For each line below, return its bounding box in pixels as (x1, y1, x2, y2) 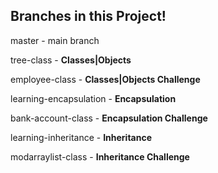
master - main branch (10, 34, 100, 46)
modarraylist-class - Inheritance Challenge (10, 150, 190, 163)
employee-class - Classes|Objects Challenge (10, 73, 201, 85)
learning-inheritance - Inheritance (10, 131, 153, 143)
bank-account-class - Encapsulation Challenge (10, 112, 208, 124)
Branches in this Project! (10, 8, 167, 25)
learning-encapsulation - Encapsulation (10, 92, 177, 104)
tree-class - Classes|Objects (10, 54, 132, 66)
